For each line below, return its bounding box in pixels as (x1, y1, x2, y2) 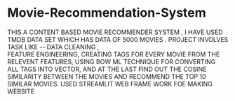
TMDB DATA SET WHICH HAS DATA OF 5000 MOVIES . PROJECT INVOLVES (7, 35, 229, 43)
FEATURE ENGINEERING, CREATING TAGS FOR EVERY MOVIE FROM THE (7, 50, 220, 59)
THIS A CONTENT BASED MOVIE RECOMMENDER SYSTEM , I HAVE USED (7, 28, 223, 36)
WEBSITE (7, 87, 35, 95)
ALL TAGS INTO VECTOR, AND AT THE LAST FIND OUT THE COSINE (7, 65, 207, 73)
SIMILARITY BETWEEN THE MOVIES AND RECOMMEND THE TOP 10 (7, 72, 206, 81)
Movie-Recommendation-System (7, 5, 207, 21)
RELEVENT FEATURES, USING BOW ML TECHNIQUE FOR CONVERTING (7, 57, 216, 65)
